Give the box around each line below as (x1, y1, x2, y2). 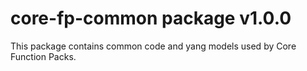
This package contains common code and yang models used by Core (10, 40, 297, 52)
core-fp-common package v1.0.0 (10, 7, 292, 30)
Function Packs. (10, 50, 77, 62)
